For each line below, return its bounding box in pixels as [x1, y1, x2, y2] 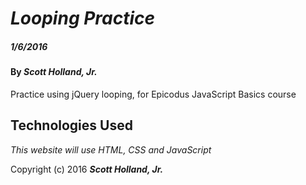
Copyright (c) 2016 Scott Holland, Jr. [10, 163, 164, 175]
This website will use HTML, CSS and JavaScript [10, 143, 212, 156]
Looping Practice [10, 7, 156, 30]
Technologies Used [10, 117, 133, 134]
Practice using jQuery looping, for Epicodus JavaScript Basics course [10, 88, 297, 100]
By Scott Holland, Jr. [10, 66, 98, 78]
